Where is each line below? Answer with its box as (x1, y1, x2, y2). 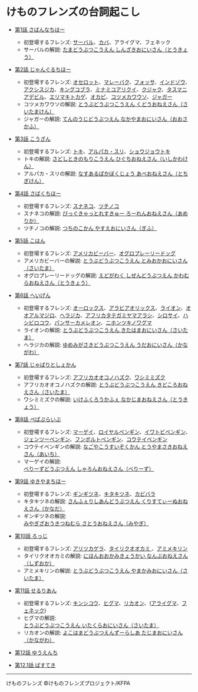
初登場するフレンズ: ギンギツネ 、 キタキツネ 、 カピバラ (23, 490, 156, 497)
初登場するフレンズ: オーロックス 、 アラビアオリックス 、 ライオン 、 (23, 304, 186, 311)
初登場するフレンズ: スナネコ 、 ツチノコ (23, 202, 120, 210)
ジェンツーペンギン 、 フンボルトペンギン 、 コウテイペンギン (23, 435, 168, 443)
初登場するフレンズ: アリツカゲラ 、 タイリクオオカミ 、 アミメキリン (23, 544, 188, 552)
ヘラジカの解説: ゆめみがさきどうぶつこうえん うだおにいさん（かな (23, 341, 189, 348)
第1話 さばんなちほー (14, 26, 65, 33)
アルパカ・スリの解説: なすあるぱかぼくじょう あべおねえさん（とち (23, 169, 189, 177)
